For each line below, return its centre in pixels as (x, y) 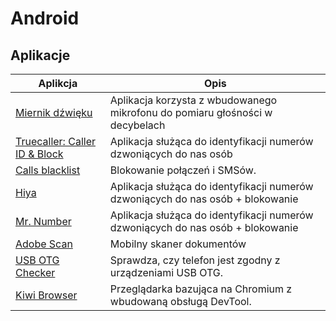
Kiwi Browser (46, 295)
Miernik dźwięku (54, 112)
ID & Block (39, 154)
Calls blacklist (48, 170)
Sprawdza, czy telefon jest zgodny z (195, 260)
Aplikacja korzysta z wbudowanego (193, 100)
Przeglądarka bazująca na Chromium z (201, 289)
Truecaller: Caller (55, 141)
